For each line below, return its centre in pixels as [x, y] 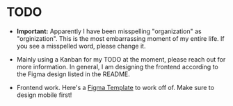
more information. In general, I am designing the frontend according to [117, 67]
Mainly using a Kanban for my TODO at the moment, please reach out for [121, 59]
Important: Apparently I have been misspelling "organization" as [109, 31]
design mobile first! [44, 95]
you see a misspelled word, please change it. [81, 46]
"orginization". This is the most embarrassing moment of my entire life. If [121, 38]
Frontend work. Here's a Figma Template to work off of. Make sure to [115, 87]
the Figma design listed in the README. [73, 74]
